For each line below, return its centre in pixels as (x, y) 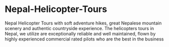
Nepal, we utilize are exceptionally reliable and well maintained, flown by (80, 33)
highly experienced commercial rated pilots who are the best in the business (84, 39)
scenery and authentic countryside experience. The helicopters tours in (79, 28)
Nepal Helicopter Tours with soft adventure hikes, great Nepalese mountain (83, 23)
